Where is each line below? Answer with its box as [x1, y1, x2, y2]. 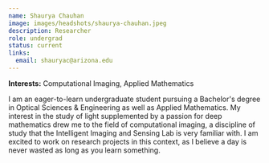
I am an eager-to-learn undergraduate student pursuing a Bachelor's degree [8, 94, 261, 104]
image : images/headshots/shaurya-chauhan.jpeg [8, 19, 167, 27]
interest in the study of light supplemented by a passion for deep [8, 111, 222, 120]
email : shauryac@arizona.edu [15, 57, 113, 65]
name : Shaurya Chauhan [8, 11, 84, 20]
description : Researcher [8, 26, 92, 35]
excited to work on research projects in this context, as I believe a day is [8, 137, 247, 146]
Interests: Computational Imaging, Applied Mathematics [8, 78, 194, 88]
